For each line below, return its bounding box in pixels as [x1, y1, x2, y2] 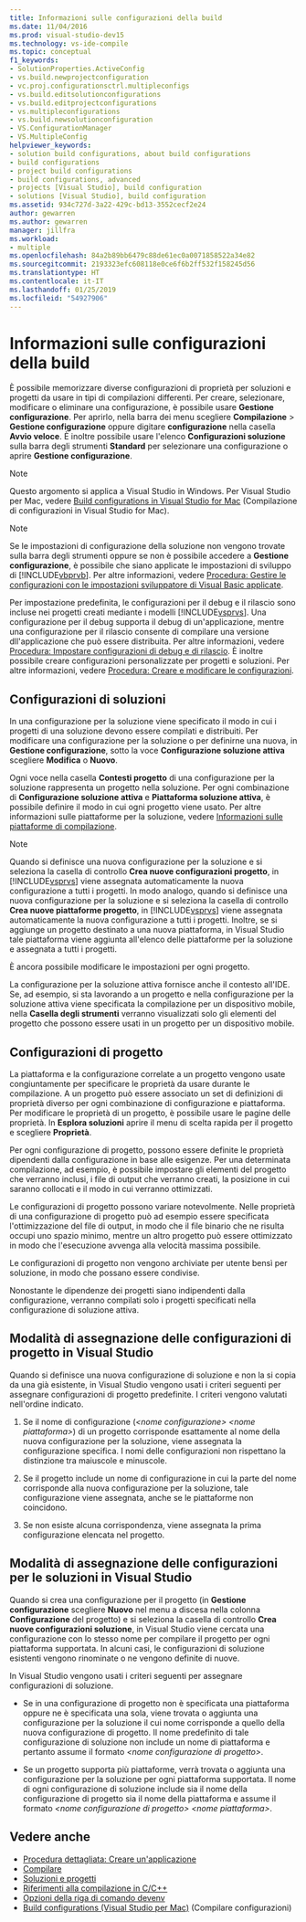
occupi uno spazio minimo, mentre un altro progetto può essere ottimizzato [9, 1230, 293, 1241]
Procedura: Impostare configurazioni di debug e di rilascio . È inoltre [9, 646, 263, 657]
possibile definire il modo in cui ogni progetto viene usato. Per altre [9, 801, 262, 813]
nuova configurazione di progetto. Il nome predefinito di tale [22, 1727, 249, 1737]
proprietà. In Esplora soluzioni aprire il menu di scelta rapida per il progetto [9, 1117, 294, 1128]
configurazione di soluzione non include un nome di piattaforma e [22, 1737, 271, 1748]
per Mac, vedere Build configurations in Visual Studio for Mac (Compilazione [9, 495, 298, 507]
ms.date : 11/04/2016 [9, 22, 89, 31]
